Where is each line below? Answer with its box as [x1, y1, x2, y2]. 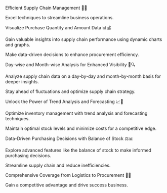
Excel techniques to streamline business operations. [5, 15, 114, 20]
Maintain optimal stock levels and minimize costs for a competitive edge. [5, 125, 157, 131]
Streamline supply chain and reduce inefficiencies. [5, 162, 111, 168]
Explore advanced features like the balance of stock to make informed [5, 147, 152, 153]
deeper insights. [5, 79, 39, 84]
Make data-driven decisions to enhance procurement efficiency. [5, 52, 139, 58]
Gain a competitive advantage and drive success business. [5, 182, 128, 188]
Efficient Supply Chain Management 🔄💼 [5, 5, 88, 11]
